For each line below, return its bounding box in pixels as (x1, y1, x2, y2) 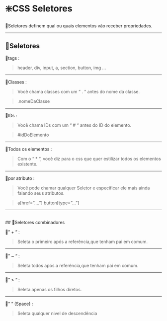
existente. (17, 161, 38, 167)
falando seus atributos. (17, 190, 65, 196)
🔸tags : (5, 55, 20, 61)
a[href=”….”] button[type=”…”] (17, 200, 80, 206)
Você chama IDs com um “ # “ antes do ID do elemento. (17, 122, 132, 128)
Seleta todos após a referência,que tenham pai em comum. (17, 262, 139, 268)
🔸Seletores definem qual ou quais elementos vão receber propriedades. (5, 22, 153, 29)
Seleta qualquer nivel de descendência (17, 310, 97, 316)
